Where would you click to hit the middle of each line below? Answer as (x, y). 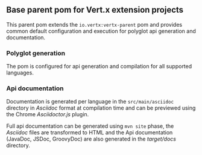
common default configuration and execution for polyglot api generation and (101, 31)
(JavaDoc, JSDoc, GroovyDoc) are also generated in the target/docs (91, 139)
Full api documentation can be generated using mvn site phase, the (90, 126)
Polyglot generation (36, 53)
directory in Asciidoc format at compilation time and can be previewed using (101, 108)
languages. (20, 73)
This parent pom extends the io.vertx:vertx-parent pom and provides (94, 24)
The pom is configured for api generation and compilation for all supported (99, 67)
